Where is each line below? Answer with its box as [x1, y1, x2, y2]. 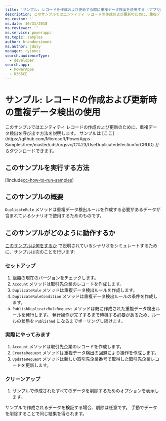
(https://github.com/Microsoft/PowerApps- [5, 135, 92, 141]
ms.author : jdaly [5, 44, 41, 49]
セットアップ [5, 262, 36, 269]
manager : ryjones [5, 48, 41, 53]
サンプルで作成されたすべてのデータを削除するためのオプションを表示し [12, 388, 159, 394]
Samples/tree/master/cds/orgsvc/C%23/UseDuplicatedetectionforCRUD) [5, 141, 154, 147]
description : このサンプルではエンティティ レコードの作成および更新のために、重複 [5, 12, 157, 17]
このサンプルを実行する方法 [5, 164, 90, 172]
